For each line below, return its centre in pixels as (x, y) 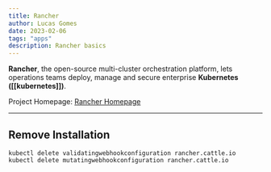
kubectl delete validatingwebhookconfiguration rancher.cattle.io (122, 153)
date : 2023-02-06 (38, 31)
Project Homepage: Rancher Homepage (75, 102)
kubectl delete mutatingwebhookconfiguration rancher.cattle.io (119, 160)
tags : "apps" (30, 38)
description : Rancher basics (57, 46)
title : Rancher (34, 16)
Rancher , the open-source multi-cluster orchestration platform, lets (121, 69)
